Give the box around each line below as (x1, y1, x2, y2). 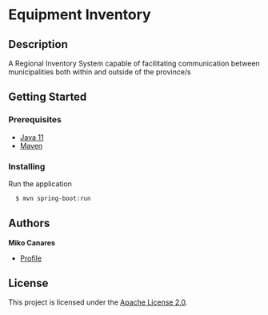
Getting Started (8, 90, 87, 104)
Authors (8, 217, 50, 230)
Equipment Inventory (8, 6, 151, 24)
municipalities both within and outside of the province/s (8, 67, 192, 77)
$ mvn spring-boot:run (15, 194, 91, 202)
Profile (19, 253, 42, 263)
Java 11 (19, 132, 44, 142)
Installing (8, 161, 46, 172)
